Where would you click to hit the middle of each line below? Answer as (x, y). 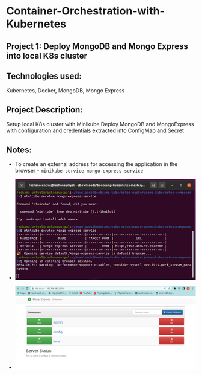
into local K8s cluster (47, 56)
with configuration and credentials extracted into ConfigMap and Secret (95, 130)
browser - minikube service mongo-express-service (79, 171)
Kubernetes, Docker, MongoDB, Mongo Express (66, 91)
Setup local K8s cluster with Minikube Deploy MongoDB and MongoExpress (100, 124)
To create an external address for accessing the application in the (96, 164)
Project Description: (44, 110)
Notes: (19, 149)
